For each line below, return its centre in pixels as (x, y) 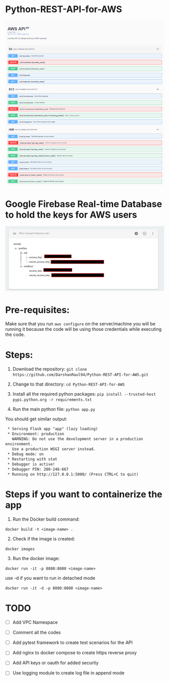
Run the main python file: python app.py (54, 409)
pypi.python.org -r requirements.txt (52, 400)
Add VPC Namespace (35, 622)
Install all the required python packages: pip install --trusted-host (84, 394)
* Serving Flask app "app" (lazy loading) (53, 429)
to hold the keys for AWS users (71, 215)
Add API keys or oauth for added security (55, 663)
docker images (20, 549)
